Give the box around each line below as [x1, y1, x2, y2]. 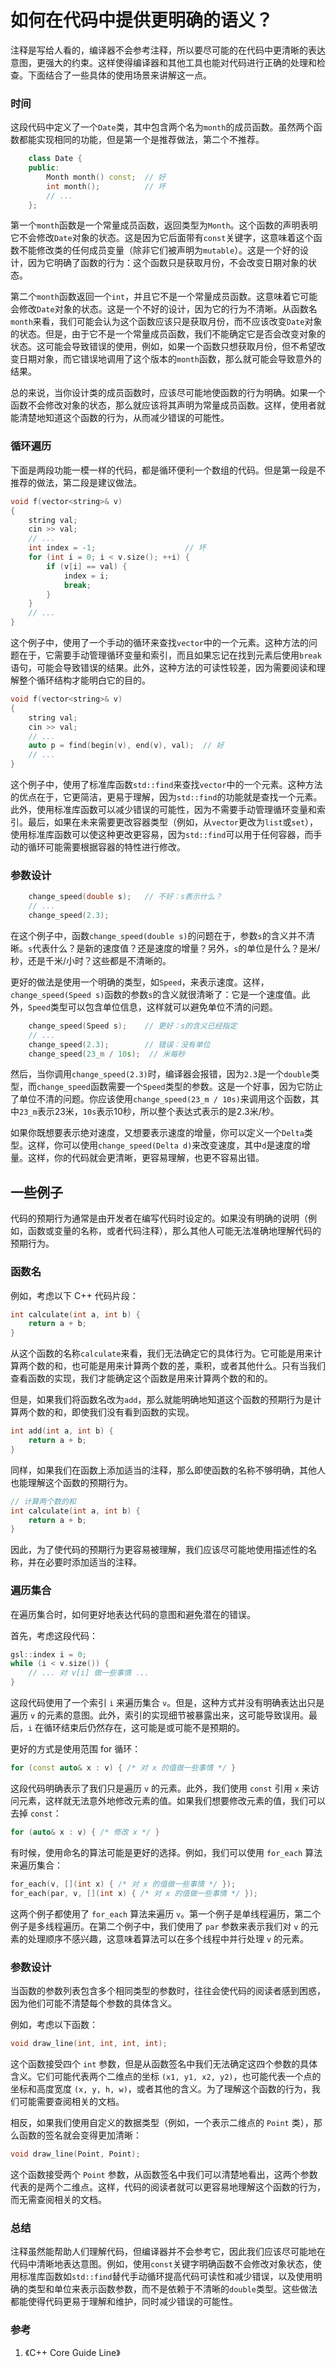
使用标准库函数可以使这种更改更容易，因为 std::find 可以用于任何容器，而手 [10, 829, 323, 841]
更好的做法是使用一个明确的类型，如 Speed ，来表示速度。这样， [10, 976, 270, 988]
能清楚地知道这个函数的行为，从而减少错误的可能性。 [10, 412, 230, 424]
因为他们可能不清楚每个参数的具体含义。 [10, 1997, 177, 2009]
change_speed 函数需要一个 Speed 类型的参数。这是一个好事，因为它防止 [36, 1081, 323, 1093]
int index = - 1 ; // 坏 [28, 543, 207, 553]
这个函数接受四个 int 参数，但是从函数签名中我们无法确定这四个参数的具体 [10, 2057, 318, 2070]
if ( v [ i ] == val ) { [46, 561, 128, 571]
